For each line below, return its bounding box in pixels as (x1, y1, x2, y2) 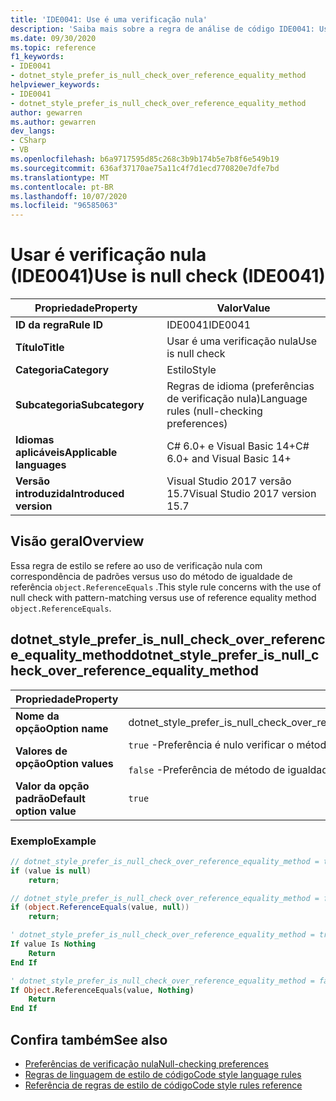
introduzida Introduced (15, 487, 125, 501)
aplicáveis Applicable (15, 446, 118, 460)
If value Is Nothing (10, 939, 97, 950)
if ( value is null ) (10, 866, 92, 876)
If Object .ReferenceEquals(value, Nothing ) (10, 985, 195, 995)
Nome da (15, 709, 60, 723)
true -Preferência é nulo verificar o (128, 737, 295, 751)
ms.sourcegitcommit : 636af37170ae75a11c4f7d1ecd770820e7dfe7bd (10, 163, 280, 173)
